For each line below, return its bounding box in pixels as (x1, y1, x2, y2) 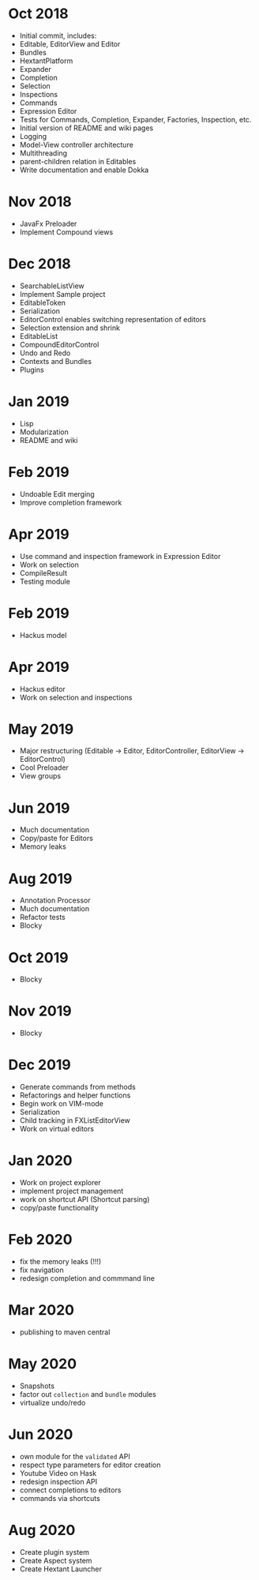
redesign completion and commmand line (19, 1274, 156, 1283)
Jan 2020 (8, 1152, 73, 1169)
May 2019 (8, 720, 74, 738)
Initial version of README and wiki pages (19, 123, 154, 133)
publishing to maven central (19, 1327, 111, 1337)
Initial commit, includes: (19, 31, 97, 40)
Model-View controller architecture (19, 140, 134, 149)
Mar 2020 (8, 1301, 75, 1319)
